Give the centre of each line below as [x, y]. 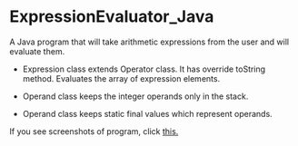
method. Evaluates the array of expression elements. [121, 78]
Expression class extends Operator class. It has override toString [144, 69]
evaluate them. [37, 51]
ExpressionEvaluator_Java [112, 17]
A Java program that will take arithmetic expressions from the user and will [149, 42]
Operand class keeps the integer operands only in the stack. [135, 96]
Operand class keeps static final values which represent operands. [147, 113]
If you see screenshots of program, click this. [94, 131]
